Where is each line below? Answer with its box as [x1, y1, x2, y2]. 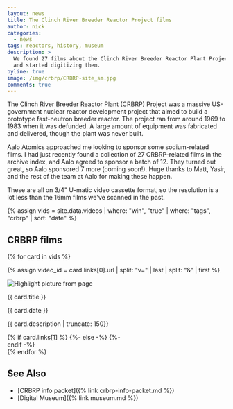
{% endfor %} [7, 348, 47, 356]
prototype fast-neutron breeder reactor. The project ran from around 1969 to [7, 115, 225, 123]
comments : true [7, 81, 51, 88]
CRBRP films [7, 234, 62, 246]
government [7, 107, 42, 116]
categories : [7, 29, 42, 37]
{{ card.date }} [7, 306, 49, 315]
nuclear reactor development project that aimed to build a [43, 107, 208, 116]
